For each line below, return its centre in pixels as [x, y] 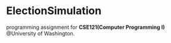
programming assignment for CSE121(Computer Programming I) [85, 27]
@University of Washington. [41, 33]
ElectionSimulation [54, 11]
